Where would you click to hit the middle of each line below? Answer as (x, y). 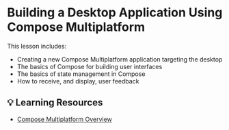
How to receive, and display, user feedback (78, 81)
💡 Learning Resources (55, 103)
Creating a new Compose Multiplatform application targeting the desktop (120, 59)
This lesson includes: (37, 46)
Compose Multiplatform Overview (65, 119)
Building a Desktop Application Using (115, 13)
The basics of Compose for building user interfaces (90, 66)
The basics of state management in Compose (81, 74)
